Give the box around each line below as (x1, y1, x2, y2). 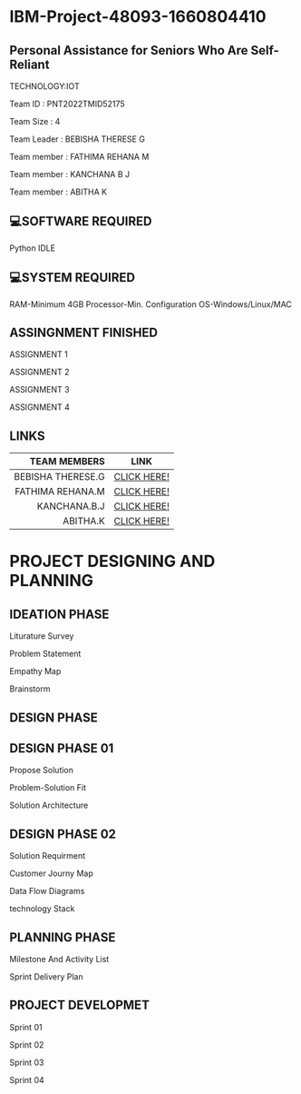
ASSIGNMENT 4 (9, 402, 71, 413)
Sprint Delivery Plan (9, 971, 83, 982)
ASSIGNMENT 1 (9, 349, 68, 360)
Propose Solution (9, 765, 74, 776)
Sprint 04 (9, 1074, 45, 1085)
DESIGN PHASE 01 (9, 741, 114, 756)
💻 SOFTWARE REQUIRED (9, 214, 152, 229)
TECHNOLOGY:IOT (9, 81, 80, 92)
